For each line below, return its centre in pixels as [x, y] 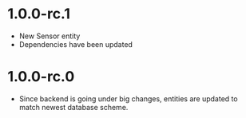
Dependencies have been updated [76, 44]
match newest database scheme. [73, 107]
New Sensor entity [50, 36]
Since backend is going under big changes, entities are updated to [128, 98]
